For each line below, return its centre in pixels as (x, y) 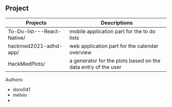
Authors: (14, 79)
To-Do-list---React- (35, 31)
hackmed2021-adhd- (35, 46)
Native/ (17, 38)
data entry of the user (95, 67)
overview (80, 52)
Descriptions (117, 22)
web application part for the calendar (114, 46)
